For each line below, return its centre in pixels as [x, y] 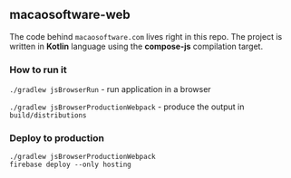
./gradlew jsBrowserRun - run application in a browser [110, 89]
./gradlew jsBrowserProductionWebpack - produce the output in [127, 107]
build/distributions [48, 116]
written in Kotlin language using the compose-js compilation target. [136, 46]
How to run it [38, 70]
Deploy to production [57, 138]
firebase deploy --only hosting [70, 165]
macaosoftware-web [70, 15]
